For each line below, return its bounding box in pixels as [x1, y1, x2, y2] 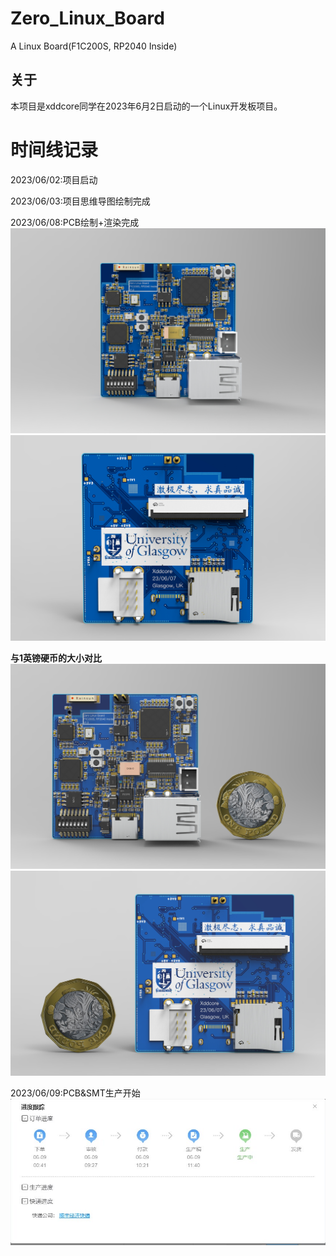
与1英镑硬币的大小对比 [10, 652, 103, 664]
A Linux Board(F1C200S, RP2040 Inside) [10, 40, 178, 52]
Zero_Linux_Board [10, 7, 165, 30]
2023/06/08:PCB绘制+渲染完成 [10, 216, 140, 228]
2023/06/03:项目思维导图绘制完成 [10, 195, 151, 207]
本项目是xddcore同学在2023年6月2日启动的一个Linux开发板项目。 [10, 100, 283, 112]
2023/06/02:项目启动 [10, 173, 98, 186]
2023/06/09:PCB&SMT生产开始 [10, 1087, 141, 1099]
